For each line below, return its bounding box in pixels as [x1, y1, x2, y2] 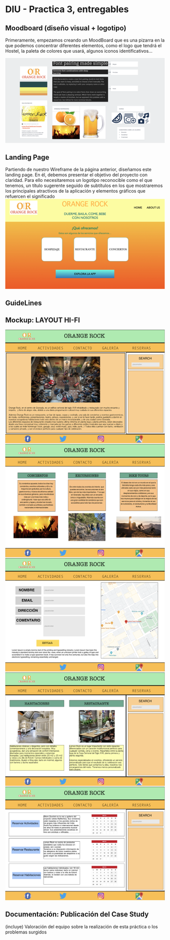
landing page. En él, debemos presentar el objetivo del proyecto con [5, 172, 148, 178]
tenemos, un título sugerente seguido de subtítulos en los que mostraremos [5, 182, 163, 189]
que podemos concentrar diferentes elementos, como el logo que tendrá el [5, 43, 162, 49]
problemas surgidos [5, 929, 47, 935]
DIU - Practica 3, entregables [5, 4, 129, 15]
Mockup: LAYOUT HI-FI [5, 316, 80, 325]
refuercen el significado [5, 194, 55, 200]
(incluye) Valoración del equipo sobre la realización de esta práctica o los [5, 923, 158, 929]
